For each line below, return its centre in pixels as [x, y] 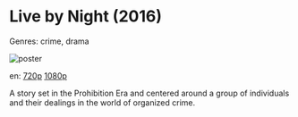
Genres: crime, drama [49, 41]
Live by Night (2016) [86, 17]
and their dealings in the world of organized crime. [102, 102]
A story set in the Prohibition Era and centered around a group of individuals [149, 93]
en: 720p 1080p [38, 75]
